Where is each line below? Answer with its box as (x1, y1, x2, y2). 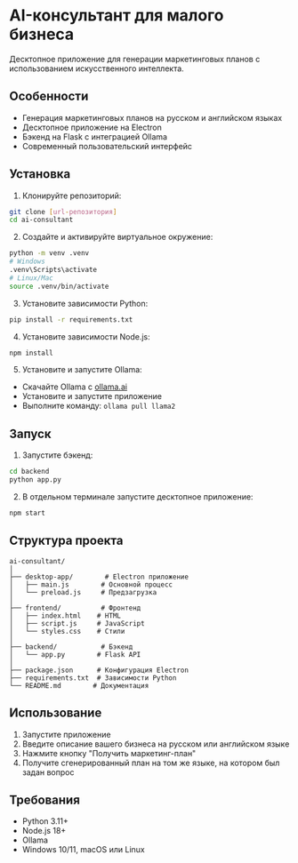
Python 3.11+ (21, 816, 69, 827)
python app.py (9, 475, 62, 484)
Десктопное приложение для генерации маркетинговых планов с (9, 53, 261, 64)
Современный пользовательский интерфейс (21, 140, 193, 151)
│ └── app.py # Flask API (9, 650, 141, 659)
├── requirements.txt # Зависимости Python (9, 673, 177, 683)
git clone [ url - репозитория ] (9, 207, 117, 216)
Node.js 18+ (21, 826, 67, 836)
